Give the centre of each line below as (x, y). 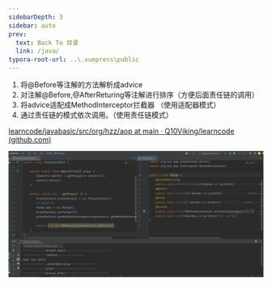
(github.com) (30, 140)
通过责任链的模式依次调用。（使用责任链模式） (96, 115)
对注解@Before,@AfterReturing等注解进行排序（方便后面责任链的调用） (139, 95)
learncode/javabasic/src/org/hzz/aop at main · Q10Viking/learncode (121, 131)
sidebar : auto (32, 25)
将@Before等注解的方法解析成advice (81, 84)
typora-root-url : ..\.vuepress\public (74, 60)
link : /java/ (38, 51)
